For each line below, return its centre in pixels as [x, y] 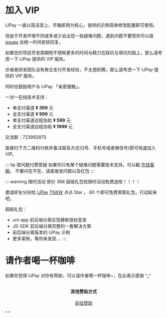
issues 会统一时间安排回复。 [34, 42]
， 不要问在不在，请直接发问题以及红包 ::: [52, 171]
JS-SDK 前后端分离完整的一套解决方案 [52, 226]
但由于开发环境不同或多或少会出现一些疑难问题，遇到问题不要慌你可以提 [79, 36]
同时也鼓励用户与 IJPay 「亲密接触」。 [44, 86]
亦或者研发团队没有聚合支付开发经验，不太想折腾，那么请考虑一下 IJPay [79, 69]
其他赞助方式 [84, 291]
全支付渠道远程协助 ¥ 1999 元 [43, 126]
